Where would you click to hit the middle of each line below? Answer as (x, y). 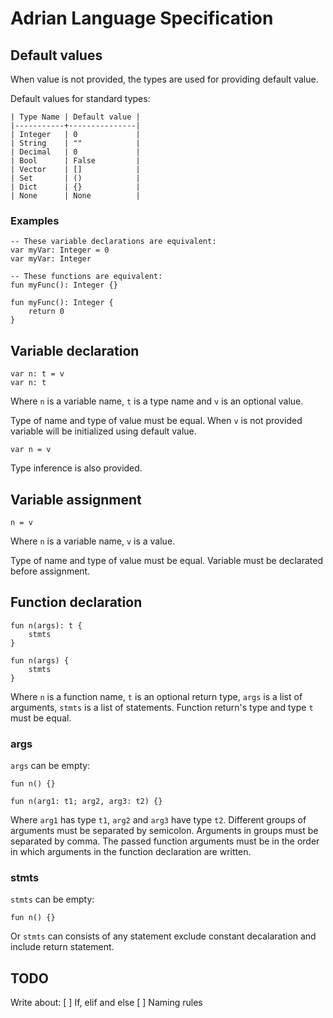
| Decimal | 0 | (75, 152)
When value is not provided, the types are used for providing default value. (164, 79)
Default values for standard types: (80, 98)
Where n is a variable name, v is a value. (93, 541)
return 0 (46, 312)
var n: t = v (37, 374)
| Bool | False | (75, 161)
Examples (35, 220)
